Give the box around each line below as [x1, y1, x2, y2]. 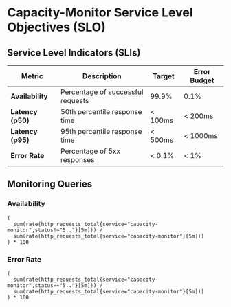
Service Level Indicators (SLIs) [7, 47, 141, 58]
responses [60, 155, 95, 164]
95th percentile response [60, 127, 142, 136]
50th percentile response [60, 107, 142, 116]
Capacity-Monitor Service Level [7, 5, 193, 21]
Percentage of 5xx [60, 146, 120, 156]
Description [82, 71, 122, 80]
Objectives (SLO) [7, 19, 107, 35]
